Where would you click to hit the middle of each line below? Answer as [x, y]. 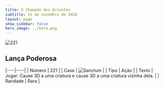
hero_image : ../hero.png [31, 28]
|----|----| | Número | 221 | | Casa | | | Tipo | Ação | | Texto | [79, 70]
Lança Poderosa [31, 58]
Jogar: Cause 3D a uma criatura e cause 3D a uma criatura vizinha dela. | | [82, 75]
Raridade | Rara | [23, 81]
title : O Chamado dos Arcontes [38, 10]
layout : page [19, 19]
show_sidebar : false [27, 24]
